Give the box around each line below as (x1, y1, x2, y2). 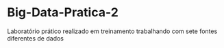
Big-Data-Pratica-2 (7, 5, 119, 20)
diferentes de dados (7, 34, 64, 42)
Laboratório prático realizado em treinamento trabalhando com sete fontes (7, 27, 218, 35)
